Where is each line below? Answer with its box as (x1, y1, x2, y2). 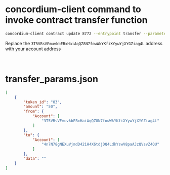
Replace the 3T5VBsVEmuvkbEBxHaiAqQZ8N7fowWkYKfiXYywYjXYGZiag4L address (5, 40, 163, 46)
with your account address (5, 46, 61, 52)
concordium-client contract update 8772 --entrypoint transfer (5, 31, 142, 36)
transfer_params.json (5, 74, 99, 85)
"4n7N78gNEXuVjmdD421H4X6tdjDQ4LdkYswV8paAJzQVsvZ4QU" (41, 142, 159, 147)
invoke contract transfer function (5, 14, 148, 26)
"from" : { (23, 109, 44, 114)
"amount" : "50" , (23, 104, 58, 110)
